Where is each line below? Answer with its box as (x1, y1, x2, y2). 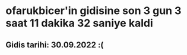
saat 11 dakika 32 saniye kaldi (5, 16, 154, 30)
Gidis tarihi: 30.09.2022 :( (5, 40, 104, 50)
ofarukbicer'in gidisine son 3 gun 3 (5, 4, 182, 18)
